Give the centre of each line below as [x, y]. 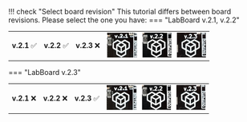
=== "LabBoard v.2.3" [45, 73]
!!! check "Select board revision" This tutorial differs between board [120, 12]
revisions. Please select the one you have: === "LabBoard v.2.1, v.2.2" [124, 20]
